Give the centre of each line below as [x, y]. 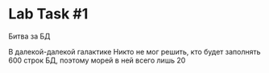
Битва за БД [29, 36]
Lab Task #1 [48, 14]
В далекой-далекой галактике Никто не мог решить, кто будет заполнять [134, 51]
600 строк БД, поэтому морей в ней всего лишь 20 [97, 60]
